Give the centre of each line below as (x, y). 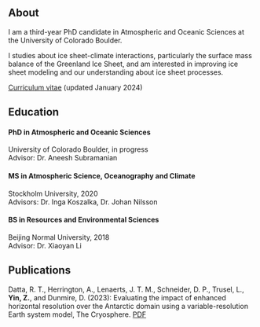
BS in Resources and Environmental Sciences (84, 220)
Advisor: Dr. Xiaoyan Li (45, 245)
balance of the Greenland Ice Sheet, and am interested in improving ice (123, 64)
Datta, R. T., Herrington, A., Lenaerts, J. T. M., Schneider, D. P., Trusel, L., (126, 289)
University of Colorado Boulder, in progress (78, 149)
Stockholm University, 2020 (53, 193)
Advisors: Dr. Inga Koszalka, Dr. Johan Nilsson (83, 202)
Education (34, 112)
